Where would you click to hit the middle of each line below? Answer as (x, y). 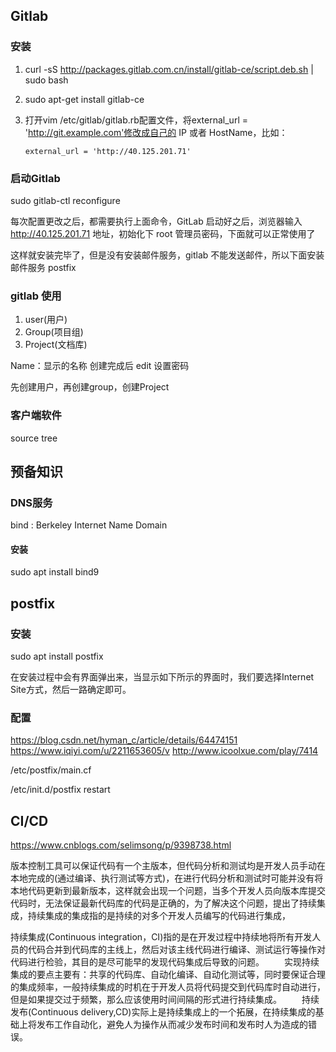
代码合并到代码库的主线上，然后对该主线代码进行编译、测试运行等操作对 (176, 950)
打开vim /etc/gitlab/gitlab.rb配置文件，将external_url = (136, 120)
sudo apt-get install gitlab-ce (84, 99)
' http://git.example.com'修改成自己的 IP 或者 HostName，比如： (156, 132)
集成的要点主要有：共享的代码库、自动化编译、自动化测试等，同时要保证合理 (168, 975)
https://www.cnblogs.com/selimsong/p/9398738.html (121, 845)
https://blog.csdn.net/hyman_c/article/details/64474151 (124, 740)
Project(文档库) (56, 345)
